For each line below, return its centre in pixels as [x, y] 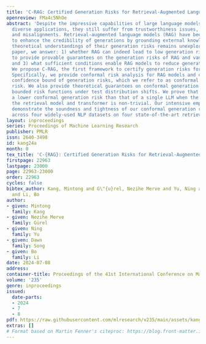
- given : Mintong [29, 206]
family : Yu [26, 234]
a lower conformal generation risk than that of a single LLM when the [105, 97]
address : [17, 269]
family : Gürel [30, 223]
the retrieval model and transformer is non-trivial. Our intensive [101, 103]
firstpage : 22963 [29, 160]
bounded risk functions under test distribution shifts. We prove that [105, 92]
